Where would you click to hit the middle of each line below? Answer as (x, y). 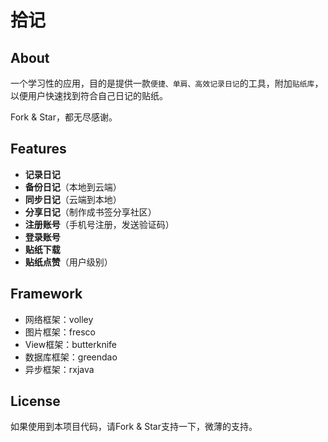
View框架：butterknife (71, 344)
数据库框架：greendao (71, 357)
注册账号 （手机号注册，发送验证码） (99, 224)
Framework (46, 294)
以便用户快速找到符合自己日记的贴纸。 (89, 95)
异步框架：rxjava (59, 369)
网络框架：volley (59, 319)
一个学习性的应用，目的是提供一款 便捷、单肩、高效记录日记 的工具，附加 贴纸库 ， (167, 83)
